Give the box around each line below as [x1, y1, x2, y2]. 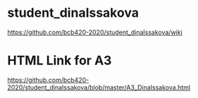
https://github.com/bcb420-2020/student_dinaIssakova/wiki [7, 28, 183, 36]
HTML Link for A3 [7, 52, 112, 69]
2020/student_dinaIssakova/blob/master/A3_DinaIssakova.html [7, 83, 191, 92]
